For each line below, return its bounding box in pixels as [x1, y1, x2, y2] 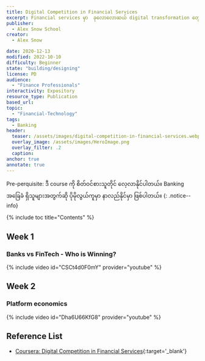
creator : [6, 32, 29, 38]
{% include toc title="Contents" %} [6, 214, 95, 221]
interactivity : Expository [6, 88, 75, 95]
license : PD [6, 71, 37, 77]
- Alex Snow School [12, 26, 62, 32]
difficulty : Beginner [6, 59, 62, 66]
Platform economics [6, 299, 68, 308]
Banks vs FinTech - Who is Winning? [6, 249, 117, 258]
